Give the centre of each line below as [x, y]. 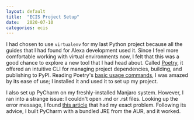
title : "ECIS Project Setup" [43, 17]
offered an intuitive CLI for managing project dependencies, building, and [94, 69]
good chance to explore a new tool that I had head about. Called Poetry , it [95, 63]
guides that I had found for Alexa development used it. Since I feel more [92, 51]
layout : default [26, 11]
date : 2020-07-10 [30, 22]
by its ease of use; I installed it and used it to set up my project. [82, 82]
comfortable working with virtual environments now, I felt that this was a [93, 57]
